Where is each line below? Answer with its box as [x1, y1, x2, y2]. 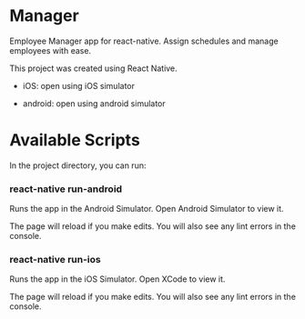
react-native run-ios [9, 254, 102, 266]
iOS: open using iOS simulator [22, 80, 135, 91]
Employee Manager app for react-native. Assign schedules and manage [9, 35, 280, 46]
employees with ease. [9, 45, 92, 55]
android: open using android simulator [22, 97, 166, 109]
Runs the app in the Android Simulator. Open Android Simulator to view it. [9, 204, 284, 214]
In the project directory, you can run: [9, 160, 147, 171]
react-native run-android [9, 183, 123, 195]
